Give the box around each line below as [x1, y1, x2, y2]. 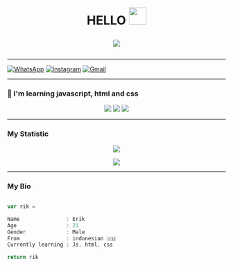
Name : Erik [7, 215, 85, 222]
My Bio [7, 181, 31, 190]
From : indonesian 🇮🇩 [7, 235, 116, 242]
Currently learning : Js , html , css [7, 241, 113, 249]
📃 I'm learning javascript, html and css [7, 89, 139, 98]
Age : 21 [7, 222, 79, 229]
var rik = [7, 203, 36, 211]
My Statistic [7, 129, 49, 139]
